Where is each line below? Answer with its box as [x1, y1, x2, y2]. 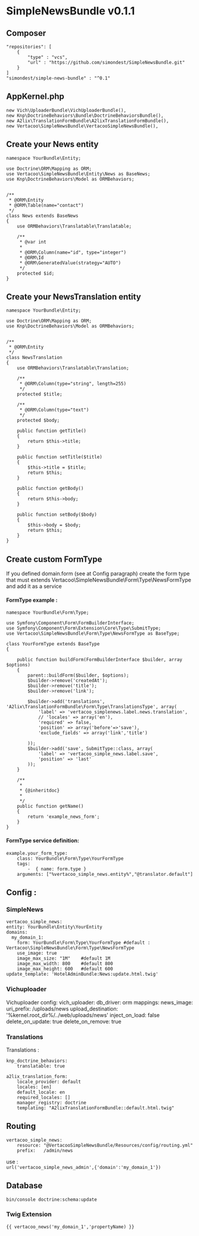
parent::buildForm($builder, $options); [27, 672, 129, 678]
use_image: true [17, 950, 58, 957]
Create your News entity [6, 139, 99, 150]
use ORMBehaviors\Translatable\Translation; [17, 365, 129, 372]
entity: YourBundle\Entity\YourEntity [6, 924, 102, 930]
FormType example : [6, 596, 58, 604]
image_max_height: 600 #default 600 [17, 966, 113, 972]
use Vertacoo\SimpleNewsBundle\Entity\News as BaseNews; [6, 171, 151, 177]
